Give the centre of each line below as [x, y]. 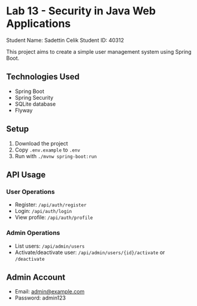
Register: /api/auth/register [50, 205]
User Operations [30, 191]
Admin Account [36, 277]
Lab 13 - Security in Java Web [81, 11]
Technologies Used [43, 77]
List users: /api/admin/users [50, 246]
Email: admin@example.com [50, 292]
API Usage [26, 174]
